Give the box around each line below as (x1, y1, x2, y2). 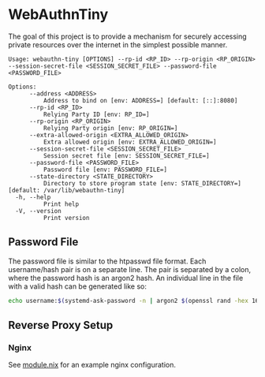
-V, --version (15, 207, 62, 215)
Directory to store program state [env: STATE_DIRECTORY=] (43, 179, 242, 187)
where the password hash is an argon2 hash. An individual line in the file (8, 273, 244, 282)
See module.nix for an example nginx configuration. (8, 360, 176, 370)
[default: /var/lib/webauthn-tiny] (8, 186, 125, 194)
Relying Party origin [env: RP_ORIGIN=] (43, 124, 178, 132)
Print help (43, 200, 80, 208)
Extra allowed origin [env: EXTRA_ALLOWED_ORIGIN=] (43, 138, 217, 146)
